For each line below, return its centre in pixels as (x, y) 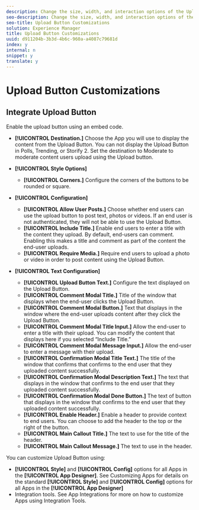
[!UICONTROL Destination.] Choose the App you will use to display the (102, 138)
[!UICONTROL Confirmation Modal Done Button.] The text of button (107, 396)
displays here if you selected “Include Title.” (77, 339)
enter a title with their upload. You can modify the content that (99, 333)
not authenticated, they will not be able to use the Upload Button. (103, 222)
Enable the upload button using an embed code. (65, 126)
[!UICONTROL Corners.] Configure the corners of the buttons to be (106, 180)
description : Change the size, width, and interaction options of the (95, 12)
